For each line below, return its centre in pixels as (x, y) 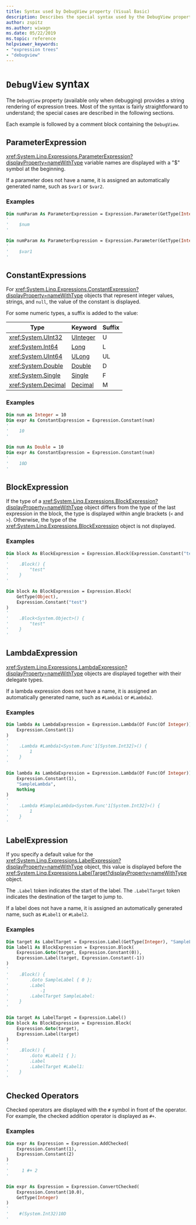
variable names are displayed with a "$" (132, 163)
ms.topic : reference (31, 39)
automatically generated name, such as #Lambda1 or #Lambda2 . (80, 697)
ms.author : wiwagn (28, 28)
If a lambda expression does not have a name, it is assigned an (82, 691)
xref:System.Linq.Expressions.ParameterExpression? (69, 156)
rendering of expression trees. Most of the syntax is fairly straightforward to (97, 107)
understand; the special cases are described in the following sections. (90, 112)
